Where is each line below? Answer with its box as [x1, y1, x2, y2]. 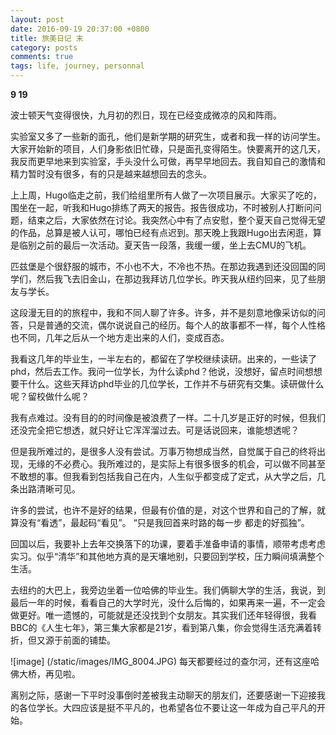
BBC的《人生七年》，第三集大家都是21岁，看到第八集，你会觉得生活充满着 [10, 622, 313, 633]
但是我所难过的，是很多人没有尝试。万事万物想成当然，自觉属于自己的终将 [10, 446, 317, 457]
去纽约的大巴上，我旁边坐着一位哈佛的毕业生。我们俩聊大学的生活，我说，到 [10, 584, 326, 596]
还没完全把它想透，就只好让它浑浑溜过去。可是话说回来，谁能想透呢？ [10, 424, 300, 436]
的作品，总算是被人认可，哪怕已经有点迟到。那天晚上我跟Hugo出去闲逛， [10, 227, 313, 238]
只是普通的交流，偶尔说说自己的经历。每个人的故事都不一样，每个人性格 [27, 319, 326, 331]
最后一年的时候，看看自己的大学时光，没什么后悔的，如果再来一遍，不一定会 [10, 597, 326, 608]
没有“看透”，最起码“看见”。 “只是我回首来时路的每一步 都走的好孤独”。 [18, 517, 310, 528]
